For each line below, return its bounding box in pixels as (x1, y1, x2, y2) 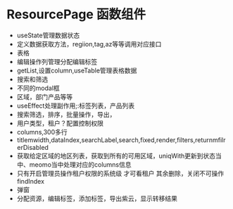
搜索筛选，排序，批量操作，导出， (16, 110, 116, 118)
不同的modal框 (16, 84, 61, 92)
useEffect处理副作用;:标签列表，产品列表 (16, 101, 135, 110)
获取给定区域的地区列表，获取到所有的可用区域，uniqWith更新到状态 (16, 151, 216, 160)
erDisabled (16, 143, 49, 151)
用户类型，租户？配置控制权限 (16, 119, 103, 127)
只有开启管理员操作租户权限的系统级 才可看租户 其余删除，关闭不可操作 (16, 169, 225, 177)
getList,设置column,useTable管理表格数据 (16, 66, 137, 75)
